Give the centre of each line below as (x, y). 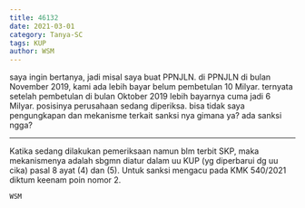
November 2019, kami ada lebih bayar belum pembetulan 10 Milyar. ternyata (151, 87)
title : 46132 (34, 18)
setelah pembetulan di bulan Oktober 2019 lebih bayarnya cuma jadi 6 (140, 97)
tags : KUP (28, 43)
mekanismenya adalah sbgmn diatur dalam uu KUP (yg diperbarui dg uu (144, 161)
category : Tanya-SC (46, 34)
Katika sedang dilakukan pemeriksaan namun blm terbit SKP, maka (134, 151)
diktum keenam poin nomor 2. (65, 180)
